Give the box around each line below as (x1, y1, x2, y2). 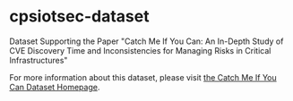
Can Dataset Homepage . (9, 81, 100, 92)
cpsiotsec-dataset (9, 6, 150, 27)
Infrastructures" (9, 55, 68, 65)
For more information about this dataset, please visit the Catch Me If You (9, 72, 277, 82)
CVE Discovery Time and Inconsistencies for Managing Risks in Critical (9, 45, 271, 55)
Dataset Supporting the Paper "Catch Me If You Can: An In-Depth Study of (9, 36, 284, 46)
